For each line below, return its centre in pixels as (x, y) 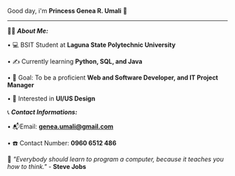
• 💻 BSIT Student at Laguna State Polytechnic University (92, 45)
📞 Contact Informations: (42, 112)
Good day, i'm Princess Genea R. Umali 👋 (67, 11)
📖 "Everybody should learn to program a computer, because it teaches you (115, 159)
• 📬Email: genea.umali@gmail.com (60, 126)
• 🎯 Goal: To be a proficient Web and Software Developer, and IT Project (113, 78)
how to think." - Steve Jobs (47, 167)
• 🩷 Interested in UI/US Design (51, 98)
